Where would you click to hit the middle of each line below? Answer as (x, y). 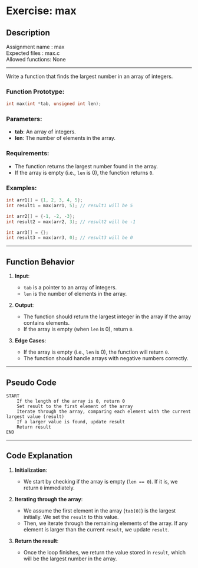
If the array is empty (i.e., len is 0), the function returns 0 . (84, 172)
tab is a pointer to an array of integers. (70, 288)
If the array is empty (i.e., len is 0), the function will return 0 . (96, 352)
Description (28, 33)
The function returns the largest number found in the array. (86, 166)
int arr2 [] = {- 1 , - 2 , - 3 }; (41, 216)
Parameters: (24, 119)
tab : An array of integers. (45, 132)
